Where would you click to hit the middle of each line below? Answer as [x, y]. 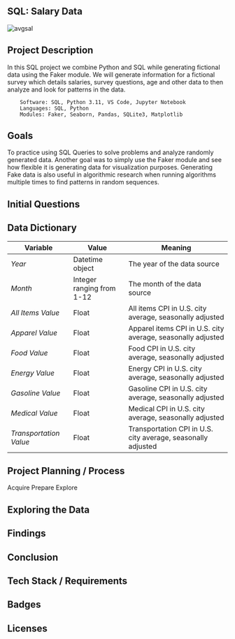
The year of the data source [174, 263]
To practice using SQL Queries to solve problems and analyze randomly [111, 152]
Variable [38, 247]
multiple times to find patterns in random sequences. [83, 182]
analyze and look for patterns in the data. [66, 89]
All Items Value [35, 312]
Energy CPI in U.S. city [165, 368]
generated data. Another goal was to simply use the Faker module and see [115, 160]
